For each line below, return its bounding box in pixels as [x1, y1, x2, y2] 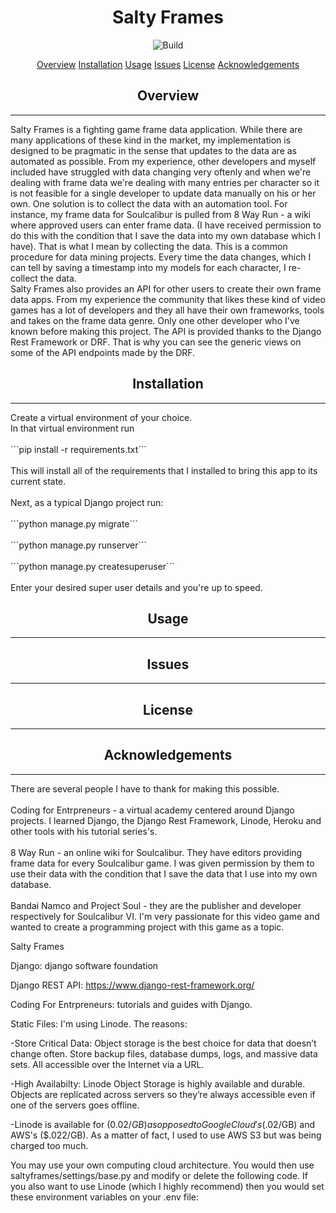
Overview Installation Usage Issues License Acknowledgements [36, 58, 300, 70]
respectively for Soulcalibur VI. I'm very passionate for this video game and [10, 910, 320, 922]
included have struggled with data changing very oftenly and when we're [10, 166, 312, 178]
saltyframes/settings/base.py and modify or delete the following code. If [10, 1169, 309, 1181]
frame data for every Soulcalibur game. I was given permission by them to [10, 857, 315, 869]
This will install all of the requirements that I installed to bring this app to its [10, 464, 318, 476]
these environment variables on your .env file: [10, 1191, 199, 1203]
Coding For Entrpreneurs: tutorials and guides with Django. [10, 998, 253, 1010]
